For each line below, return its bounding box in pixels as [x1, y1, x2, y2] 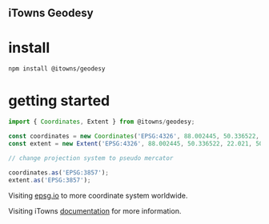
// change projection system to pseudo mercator [8, 154, 174, 162]
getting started [8, 91, 110, 110]
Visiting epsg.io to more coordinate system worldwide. [8, 190, 188, 200]
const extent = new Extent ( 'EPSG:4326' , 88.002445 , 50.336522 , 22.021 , [8, 140, 252, 148]
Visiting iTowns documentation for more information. [8, 206, 182, 215]
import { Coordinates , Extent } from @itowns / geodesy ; [8, 118, 195, 126]
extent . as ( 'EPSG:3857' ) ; [8, 176, 91, 184]
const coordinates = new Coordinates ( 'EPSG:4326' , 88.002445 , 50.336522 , [8, 132, 260, 141]
